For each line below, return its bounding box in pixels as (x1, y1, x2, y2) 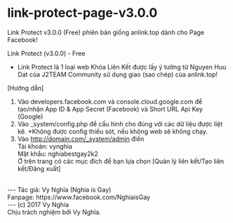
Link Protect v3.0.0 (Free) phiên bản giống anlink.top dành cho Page (7, 28, 205, 36)
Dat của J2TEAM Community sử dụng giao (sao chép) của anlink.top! (17, 70, 218, 79)
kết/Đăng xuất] (17, 164, 61, 173)
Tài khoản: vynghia (17, 142, 72, 150)
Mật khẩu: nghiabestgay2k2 (17, 149, 98, 158)
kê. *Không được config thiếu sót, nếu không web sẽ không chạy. (17, 127, 208, 135)
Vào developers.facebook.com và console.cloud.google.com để (17, 97, 203, 106)
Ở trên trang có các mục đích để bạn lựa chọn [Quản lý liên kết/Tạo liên (17, 156, 225, 165)
